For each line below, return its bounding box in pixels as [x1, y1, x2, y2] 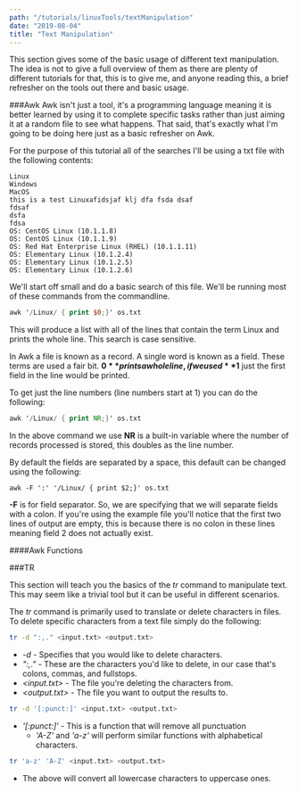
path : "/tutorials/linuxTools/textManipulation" [9, 12, 194, 22]
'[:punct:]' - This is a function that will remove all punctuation [21, 720, 247, 731]
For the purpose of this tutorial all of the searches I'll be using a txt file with [9, 145, 286, 156]
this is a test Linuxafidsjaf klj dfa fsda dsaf [9, 195, 194, 205]
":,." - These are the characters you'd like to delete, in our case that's [21, 659, 277, 669]
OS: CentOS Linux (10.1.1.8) [9, 227, 118, 236]
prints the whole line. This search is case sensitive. [9, 334, 196, 344]
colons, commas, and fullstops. [21, 668, 137, 679]
